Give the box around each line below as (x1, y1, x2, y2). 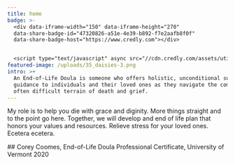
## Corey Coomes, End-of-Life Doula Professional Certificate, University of (7, 143, 225, 151)
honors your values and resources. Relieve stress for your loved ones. (7, 122, 208, 130)
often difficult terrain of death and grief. (13, 88, 149, 95)
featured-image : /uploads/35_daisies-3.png (7, 62, 136, 69)
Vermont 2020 (7, 150, 49, 158)
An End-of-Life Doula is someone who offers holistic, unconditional (13, 74, 220, 81)
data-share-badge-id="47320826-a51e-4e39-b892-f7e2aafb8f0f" (13, 29, 196, 37)
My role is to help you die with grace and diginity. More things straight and (7, 107, 222, 116)
